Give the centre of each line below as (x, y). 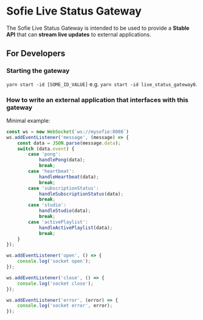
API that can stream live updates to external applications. (79, 34)
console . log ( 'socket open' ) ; (54, 261)
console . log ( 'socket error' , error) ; (65, 306)
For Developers (36, 54)
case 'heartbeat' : (51, 171)
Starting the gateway (38, 71)
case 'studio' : (47, 205)
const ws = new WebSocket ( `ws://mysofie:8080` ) (68, 132)
